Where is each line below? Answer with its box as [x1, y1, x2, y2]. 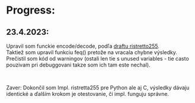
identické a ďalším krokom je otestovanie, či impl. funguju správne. [6, 91, 170, 97]
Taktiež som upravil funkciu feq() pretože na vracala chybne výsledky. [6, 49, 178, 56]
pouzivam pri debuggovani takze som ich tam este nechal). [6, 61, 151, 68]
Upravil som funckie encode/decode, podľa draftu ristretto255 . [6, 42, 160, 49]
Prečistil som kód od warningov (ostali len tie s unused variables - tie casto [6, 55, 190, 62]
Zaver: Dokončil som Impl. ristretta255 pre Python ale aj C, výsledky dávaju [6, 84, 190, 91]
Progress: [6, 4, 55, 17]
